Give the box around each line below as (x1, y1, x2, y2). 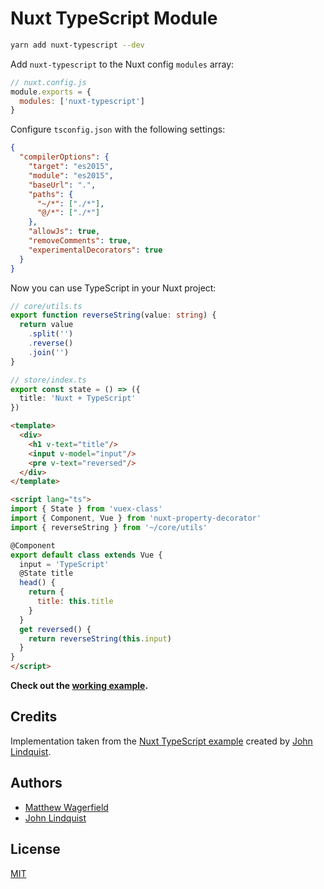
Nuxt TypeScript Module (10, 7, 218, 30)
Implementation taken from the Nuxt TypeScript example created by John (10, 735, 313, 747)
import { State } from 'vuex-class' (10, 504, 163, 514)
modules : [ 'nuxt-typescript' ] (19, 96, 145, 106)
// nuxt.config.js (10, 77, 87, 87)
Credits (10, 708, 58, 726)
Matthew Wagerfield (24, 801, 109, 813)
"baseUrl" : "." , (28, 180, 97, 190)
